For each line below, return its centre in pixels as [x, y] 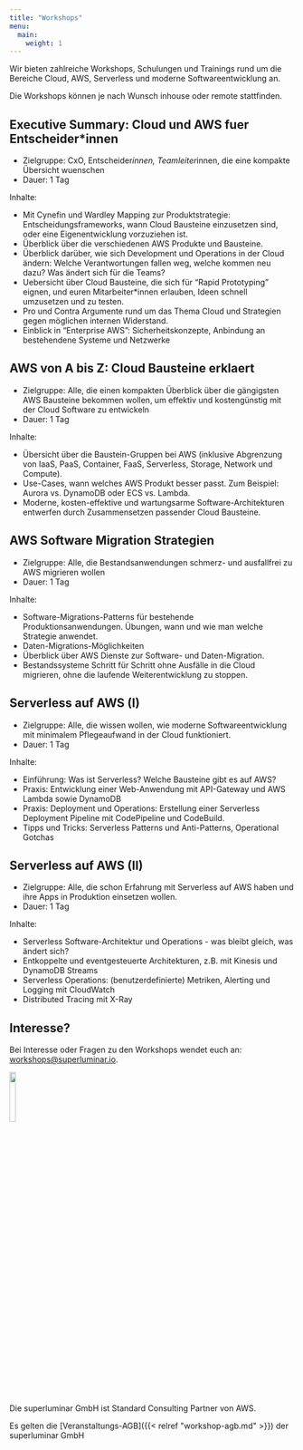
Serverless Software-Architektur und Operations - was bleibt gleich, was [158, 942]
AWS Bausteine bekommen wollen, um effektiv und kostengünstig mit [152, 400]
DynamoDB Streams [60, 971]
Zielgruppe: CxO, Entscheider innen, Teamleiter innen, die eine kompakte [156, 160]
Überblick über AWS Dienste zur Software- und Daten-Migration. [143, 655]
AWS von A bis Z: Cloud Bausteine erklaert [132, 368]
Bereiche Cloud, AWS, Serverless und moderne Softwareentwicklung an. [145, 79]
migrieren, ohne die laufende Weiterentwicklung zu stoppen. [135, 674]
